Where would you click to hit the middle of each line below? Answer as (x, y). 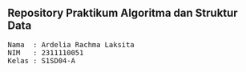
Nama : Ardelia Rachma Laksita (71, 44)
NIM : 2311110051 (46, 52)
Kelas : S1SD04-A (41, 60)
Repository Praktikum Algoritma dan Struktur (123, 13)
